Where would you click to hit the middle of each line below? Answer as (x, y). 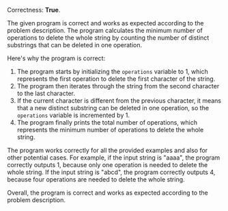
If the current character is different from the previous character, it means (119, 101)
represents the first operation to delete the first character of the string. (116, 79)
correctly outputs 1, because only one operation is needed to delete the (108, 165)
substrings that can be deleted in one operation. (75, 45)
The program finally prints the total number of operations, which (107, 122)
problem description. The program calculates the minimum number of (105, 30)
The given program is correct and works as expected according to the (105, 23)
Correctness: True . (34, 10)
